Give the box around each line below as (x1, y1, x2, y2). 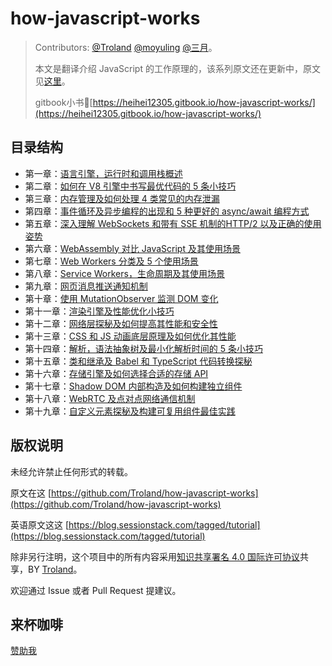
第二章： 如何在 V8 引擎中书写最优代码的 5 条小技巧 (24, 180, 237, 192)
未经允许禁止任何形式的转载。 (10, 465, 133, 477)
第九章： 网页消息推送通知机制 (24, 280, 148, 292)
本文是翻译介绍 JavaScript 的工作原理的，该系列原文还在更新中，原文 (34, 62, 321, 74)
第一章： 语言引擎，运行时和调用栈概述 (24, 167, 183, 179)
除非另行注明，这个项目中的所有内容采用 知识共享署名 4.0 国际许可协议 (10, 550, 300, 562)
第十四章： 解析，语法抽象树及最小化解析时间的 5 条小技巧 (24, 342, 263, 354)
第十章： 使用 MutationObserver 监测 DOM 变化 (24, 292, 219, 304)
